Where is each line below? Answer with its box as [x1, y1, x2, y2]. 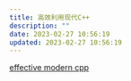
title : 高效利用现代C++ [9, 12, 90, 22]
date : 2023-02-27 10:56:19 [9, 29, 110, 38]
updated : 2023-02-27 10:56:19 [9, 37, 123, 47]
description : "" [9, 21, 70, 30]
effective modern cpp [9, 62, 90, 73]
